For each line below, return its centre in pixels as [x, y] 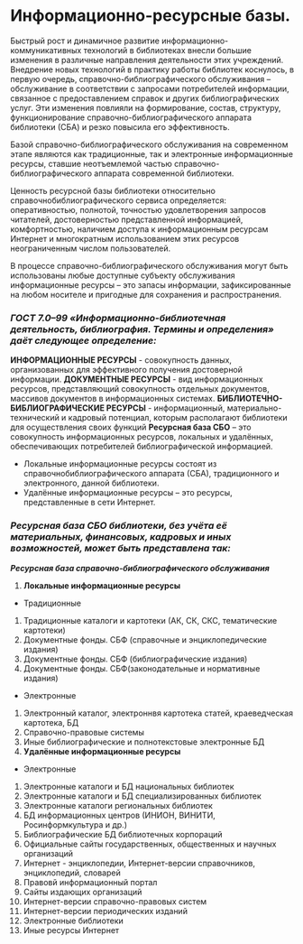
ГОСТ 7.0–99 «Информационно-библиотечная [118, 318]
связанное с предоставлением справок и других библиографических [145, 98]
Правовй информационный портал [90, 882]
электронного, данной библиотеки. [91, 483]
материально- [254, 408]
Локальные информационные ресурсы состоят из [120, 464]
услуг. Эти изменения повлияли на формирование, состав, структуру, [146, 107]
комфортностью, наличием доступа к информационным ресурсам [139, 229]
